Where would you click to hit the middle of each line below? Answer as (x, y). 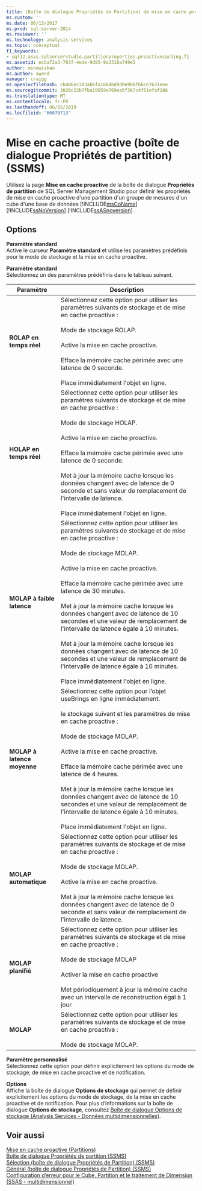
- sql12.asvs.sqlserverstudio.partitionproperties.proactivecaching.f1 (98, 57)
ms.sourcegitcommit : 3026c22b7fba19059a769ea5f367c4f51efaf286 (87, 90)
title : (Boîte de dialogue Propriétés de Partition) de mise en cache (96, 12)
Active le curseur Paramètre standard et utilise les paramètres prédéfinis (97, 250)
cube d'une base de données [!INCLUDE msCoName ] (72, 204)
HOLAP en (24, 449)
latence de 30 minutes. (93, 591)
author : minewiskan (31, 68)
